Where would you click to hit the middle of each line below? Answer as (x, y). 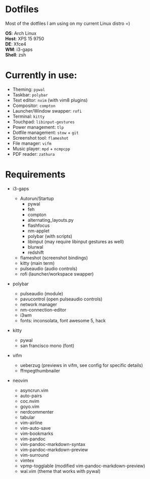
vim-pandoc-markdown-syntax (53, 444)
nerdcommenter (37, 412)
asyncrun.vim (34, 390)
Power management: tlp (38, 127)
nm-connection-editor (43, 310)
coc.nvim (30, 401)
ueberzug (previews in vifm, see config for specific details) (81, 365)
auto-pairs (31, 396)
